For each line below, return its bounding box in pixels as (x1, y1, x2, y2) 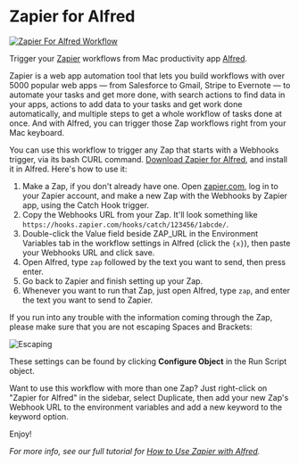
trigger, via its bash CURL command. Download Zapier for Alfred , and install (9, 154, 288, 164)
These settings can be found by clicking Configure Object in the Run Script (9, 355, 287, 367)
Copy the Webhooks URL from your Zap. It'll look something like (21, 209, 258, 220)
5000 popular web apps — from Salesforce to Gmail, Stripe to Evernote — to (9, 79, 291, 90)
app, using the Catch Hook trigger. (21, 199, 150, 211)
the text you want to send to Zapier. (21, 295, 154, 305)
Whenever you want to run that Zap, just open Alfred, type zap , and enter (21, 285, 291, 295)
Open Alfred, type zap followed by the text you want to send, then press (21, 256, 287, 267)
